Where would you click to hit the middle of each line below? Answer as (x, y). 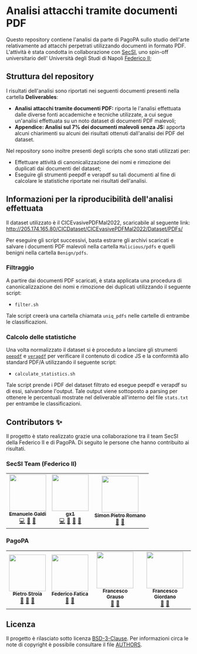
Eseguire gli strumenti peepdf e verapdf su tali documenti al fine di (95, 175)
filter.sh (27, 305)
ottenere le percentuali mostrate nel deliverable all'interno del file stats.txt (97, 397)
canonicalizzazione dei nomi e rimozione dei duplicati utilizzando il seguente (98, 287)
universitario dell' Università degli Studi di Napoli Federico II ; (79, 58)
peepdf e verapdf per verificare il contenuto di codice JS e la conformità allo (97, 356)
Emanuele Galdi (28, 514)
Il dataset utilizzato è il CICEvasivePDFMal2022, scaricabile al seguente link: (98, 222)
